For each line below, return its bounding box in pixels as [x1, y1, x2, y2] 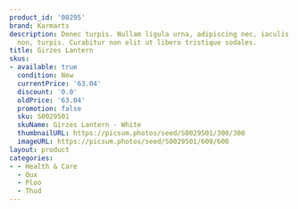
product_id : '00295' [9, 12, 87, 22]
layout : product [9, 145, 70, 154]
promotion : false [17, 104, 82, 113]
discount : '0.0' [17, 87, 78, 96]
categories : [9, 153, 54, 163]
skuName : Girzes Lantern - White [17, 121, 142, 130]
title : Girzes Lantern [9, 46, 94, 55]
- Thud [17, 187, 42, 196]
